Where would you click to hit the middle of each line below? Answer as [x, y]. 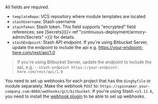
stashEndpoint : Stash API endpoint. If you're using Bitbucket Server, [80, 42]
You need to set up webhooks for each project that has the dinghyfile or [78, 81]
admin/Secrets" [28, 37]
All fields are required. [27, 7]
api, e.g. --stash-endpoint [43, 67]
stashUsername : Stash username [44, 22]
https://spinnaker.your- [125, 87]
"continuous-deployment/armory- [113, 32]
